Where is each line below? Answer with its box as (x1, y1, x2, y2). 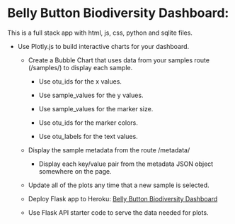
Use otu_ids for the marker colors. (38, 118, 138, 127)
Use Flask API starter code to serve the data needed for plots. (28, 208, 209, 217)
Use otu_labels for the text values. (38, 132, 138, 140)
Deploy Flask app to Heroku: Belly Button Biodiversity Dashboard (28, 194, 218, 203)
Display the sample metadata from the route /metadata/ (28, 145, 190, 154)
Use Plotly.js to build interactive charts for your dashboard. (17, 42, 190, 50)
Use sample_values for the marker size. (38, 104, 154, 113)
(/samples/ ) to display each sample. (28, 63, 133, 72)
